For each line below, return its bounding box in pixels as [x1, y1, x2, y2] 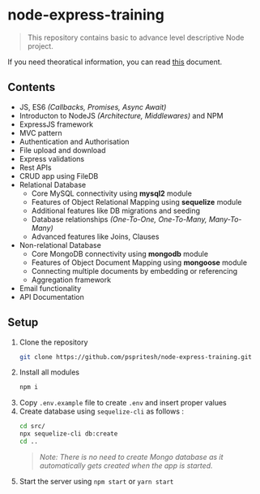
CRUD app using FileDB [19, 171, 99, 180]
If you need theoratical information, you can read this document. [7, 57, 223, 67]
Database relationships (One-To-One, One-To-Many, [31, 214, 207, 224]
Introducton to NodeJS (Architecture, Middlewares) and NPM [19, 110, 224, 120]
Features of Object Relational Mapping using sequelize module [31, 197, 242, 206]
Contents [7, 80, 56, 94]
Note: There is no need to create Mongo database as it [39, 452, 224, 461]
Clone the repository [19, 337, 88, 347]
